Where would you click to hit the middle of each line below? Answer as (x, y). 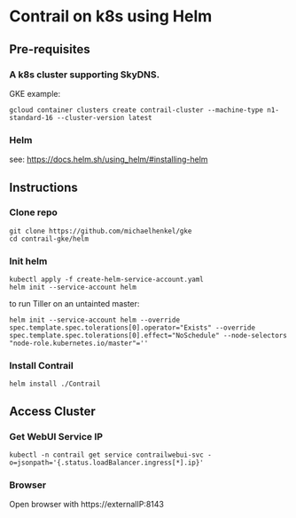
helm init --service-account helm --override (94, 320)
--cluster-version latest (104, 117)
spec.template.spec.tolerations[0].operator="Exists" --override (132, 328)
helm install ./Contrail (55, 384)
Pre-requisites (50, 49)
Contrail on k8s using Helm (111, 16)
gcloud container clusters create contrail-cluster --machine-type (136, 110)
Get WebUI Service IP (56, 436)
